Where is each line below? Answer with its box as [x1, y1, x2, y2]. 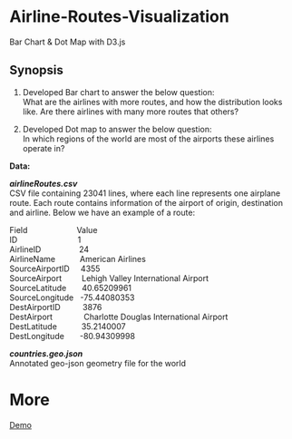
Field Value [9, 224, 98, 235]
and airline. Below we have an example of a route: [9, 207, 196, 218]
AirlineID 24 [9, 243, 89, 255]
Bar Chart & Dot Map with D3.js [9, 36, 126, 47]
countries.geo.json [9, 347, 83, 359]
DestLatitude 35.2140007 [9, 320, 126, 332]
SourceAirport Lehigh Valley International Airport [9, 272, 209, 283]
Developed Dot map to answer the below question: [22, 123, 212, 134]
